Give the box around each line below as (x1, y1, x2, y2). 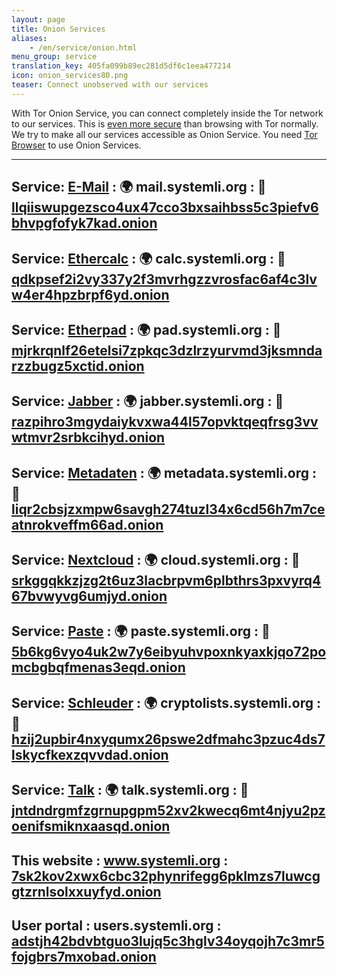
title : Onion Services (11, 24, 106, 34)
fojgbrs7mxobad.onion (11, 949, 157, 966)
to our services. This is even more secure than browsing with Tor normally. (11, 117, 319, 130)
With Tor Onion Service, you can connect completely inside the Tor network (11, 107, 324, 119)
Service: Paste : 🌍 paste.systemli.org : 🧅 (11, 623, 271, 640)
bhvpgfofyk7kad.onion (11, 215, 158, 232)
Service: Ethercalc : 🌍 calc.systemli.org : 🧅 (11, 250, 286, 267)
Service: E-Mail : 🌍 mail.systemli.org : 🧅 (11, 179, 267, 196)
